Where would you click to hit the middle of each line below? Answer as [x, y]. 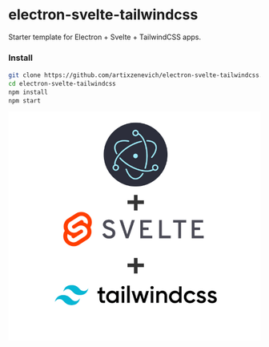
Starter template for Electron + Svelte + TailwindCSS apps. [105, 37]
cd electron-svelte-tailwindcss [62, 84]
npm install [28, 92]
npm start [25, 101]
